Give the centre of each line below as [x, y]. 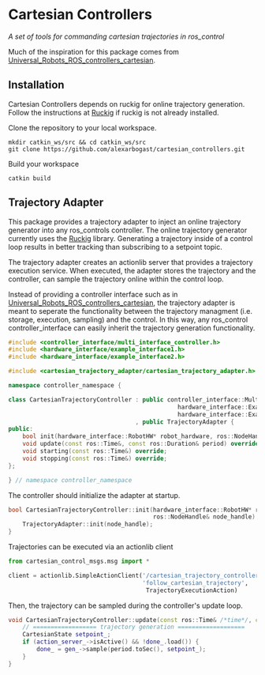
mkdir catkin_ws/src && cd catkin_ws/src [77, 142]
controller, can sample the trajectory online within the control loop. [116, 279]
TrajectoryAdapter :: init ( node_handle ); [88, 524]
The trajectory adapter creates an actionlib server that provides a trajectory [131, 262]
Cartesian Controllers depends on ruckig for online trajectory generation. [127, 104]
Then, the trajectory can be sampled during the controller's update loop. [125, 605]
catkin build [30, 178]
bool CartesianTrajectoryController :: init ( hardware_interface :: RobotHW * [130, 510]
